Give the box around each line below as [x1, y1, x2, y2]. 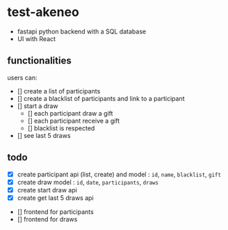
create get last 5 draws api [17, 193, 94, 202]
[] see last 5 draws [17, 131, 71, 139]
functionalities [7, 55, 72, 67]
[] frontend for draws [17, 215, 78, 223]
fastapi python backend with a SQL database [17, 27, 147, 36]
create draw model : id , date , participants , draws [17, 178, 158, 186]
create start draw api [17, 185, 78, 194]
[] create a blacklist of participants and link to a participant [17, 94, 185, 102]
